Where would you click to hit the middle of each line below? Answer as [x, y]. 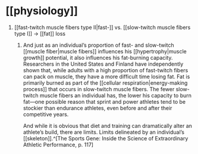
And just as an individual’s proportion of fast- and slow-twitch [99, 45]
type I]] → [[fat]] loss [40, 33]
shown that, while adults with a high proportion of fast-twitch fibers [106, 70]
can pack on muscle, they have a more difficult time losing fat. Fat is [106, 76]
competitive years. [46, 114]
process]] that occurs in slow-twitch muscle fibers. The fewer [99, 89]
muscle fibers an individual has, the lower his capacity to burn [115, 95]
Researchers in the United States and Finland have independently [103, 64]
